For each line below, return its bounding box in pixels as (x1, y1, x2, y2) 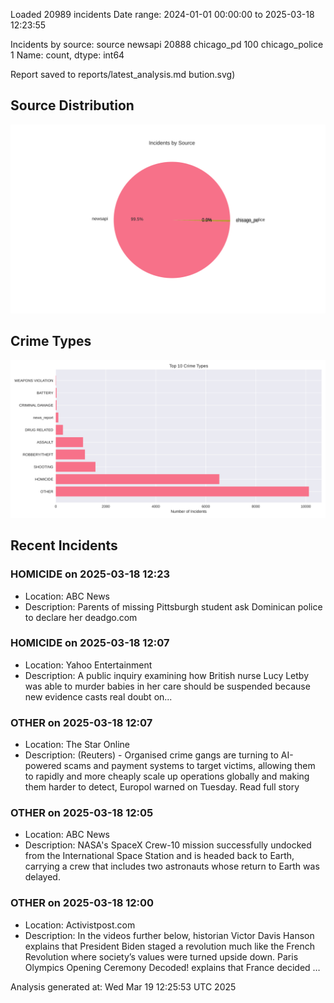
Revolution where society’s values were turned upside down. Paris (24, 950, 299, 963)
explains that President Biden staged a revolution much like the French (24, 940, 315, 952)
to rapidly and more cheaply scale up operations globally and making (24, 770, 310, 783)
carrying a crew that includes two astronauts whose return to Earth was (24, 860, 320, 873)
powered (24, 760, 62, 772)
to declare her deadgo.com (24, 611, 138, 623)
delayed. (24, 871, 61, 883)
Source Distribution (10, 97, 135, 114)
